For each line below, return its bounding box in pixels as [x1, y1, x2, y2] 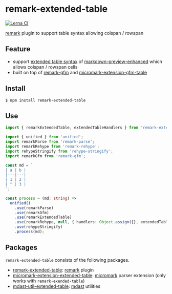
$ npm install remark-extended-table [5, 98, 86, 103]
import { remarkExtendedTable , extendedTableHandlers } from [5, 125, 139, 131]
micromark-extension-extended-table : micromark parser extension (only [12, 272, 166, 278]
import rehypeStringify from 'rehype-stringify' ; [5, 149, 114, 154]
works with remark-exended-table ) [12, 278, 85, 284]
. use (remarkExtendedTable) [14, 215, 72, 220]
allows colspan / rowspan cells [12, 64, 78, 70]
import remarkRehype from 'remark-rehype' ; [5, 144, 100, 149]
